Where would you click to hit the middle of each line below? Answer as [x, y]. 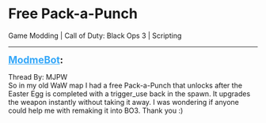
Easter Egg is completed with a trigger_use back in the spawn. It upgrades [129, 93]
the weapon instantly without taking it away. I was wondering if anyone [123, 102]
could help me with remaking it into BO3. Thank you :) [96, 110]
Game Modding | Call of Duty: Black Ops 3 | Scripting [95, 35]
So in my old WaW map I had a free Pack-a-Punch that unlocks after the [125, 85]
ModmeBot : [36, 60]
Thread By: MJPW [38, 76]
